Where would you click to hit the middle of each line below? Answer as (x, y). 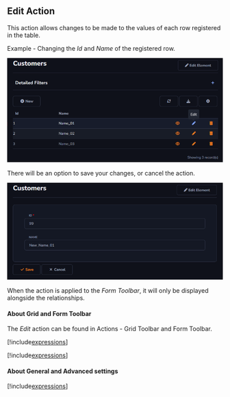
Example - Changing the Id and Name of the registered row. (91, 48)
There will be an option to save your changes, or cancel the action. (101, 173)
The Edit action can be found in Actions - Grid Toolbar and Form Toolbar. (110, 329)
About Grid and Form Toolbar (49, 313)
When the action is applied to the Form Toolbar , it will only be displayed (108, 291)
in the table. (24, 35)
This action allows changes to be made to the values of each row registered (114, 27)
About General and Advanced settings (63, 371)
